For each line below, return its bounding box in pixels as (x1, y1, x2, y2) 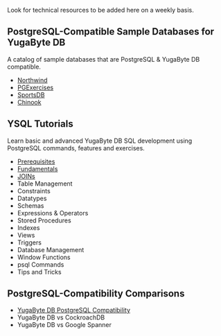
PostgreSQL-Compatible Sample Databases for (7, 26, 215, 37)
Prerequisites (17, 157, 55, 166)
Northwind (17, 76, 48, 84)
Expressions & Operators (17, 209, 89, 217)
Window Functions (17, 253, 71, 261)
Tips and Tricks (17, 267, 62, 276)
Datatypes (17, 194, 47, 202)
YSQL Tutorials (7, 118, 74, 130)
